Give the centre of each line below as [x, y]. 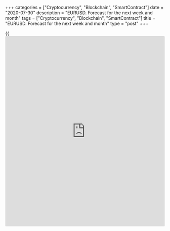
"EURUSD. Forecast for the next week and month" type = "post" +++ [77, 23]
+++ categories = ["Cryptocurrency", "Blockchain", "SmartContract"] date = [84, 7]
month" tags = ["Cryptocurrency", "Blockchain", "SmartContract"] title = [80, 18]
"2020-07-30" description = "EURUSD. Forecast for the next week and [79, 13]
